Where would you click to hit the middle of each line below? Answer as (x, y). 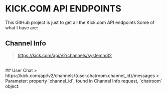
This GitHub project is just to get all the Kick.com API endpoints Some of (80, 22)
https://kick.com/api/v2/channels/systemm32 (64, 55)
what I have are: (22, 27)
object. (13, 86)
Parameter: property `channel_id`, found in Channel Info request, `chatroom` (84, 81)
